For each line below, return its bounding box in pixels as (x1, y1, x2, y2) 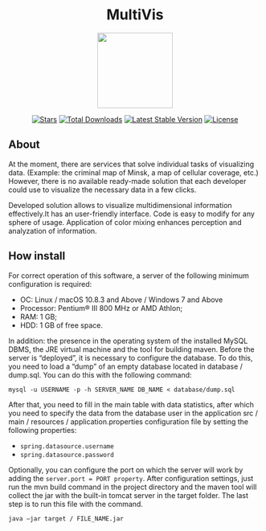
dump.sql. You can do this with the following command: (8, 370, 192, 379)
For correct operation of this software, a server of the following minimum (8, 271, 249, 280)
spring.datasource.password (19, 451, 114, 459)
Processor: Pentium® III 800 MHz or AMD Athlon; (19, 303, 183, 312)
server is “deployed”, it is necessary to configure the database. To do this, (8, 353, 253, 362)
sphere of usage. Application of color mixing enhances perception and (8, 217, 242, 227)
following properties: (8, 425, 77, 435)
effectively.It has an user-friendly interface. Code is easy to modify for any (8, 209, 256, 219)
